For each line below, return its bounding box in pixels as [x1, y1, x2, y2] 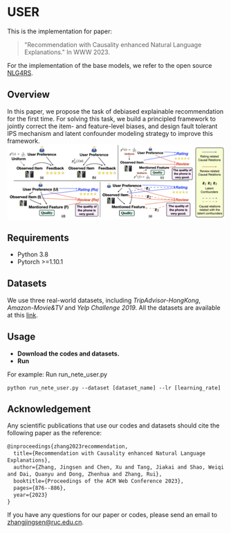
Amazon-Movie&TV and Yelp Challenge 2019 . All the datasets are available [7, 303, 221, 312]
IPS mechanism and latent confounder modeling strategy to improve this [7, 129, 213, 137]
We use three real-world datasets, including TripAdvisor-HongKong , [7, 296, 201, 304]
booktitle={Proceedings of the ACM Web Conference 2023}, [13, 478, 185, 485]
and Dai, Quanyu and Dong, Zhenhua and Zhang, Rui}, [7, 471, 163, 478]
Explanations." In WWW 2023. [24, 48, 111, 56]
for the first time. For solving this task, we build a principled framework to [7, 114, 216, 123]
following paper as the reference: [7, 429, 102, 437]
